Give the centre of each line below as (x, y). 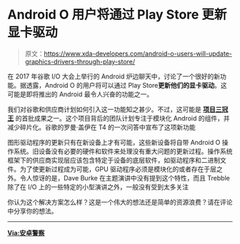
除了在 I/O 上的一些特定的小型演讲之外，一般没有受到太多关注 (98, 187)
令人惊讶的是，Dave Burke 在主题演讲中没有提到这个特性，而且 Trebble (125, 178)
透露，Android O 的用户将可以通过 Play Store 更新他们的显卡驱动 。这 (126, 85)
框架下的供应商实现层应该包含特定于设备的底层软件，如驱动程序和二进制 (114, 160)
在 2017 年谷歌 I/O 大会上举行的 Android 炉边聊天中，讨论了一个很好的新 (114, 76)
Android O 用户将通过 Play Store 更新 (117, 15)
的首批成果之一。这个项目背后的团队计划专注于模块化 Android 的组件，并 (122, 118)
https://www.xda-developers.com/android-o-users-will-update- (138, 54)
